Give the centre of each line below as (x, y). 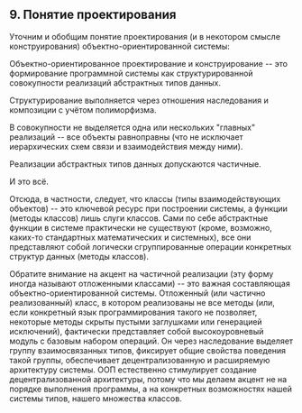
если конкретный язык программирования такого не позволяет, (133, 312)
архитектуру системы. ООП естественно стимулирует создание (133, 370)
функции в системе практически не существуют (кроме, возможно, (141, 227)
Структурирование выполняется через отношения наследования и (139, 100)
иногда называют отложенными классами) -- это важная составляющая (150, 283)
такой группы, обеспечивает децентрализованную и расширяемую (140, 360)
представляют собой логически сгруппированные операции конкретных (151, 246)
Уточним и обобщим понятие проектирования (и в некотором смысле (145, 36)
